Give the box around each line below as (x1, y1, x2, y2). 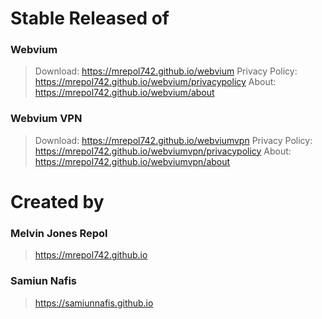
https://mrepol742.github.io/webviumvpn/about (34, 155, 231, 167)
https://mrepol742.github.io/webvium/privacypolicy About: (34, 76, 277, 88)
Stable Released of (10, 7, 170, 30)
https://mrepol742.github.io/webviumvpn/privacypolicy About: (34, 145, 292, 157)
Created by (10, 190, 105, 213)
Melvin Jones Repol (10, 226, 108, 240)
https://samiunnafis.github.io (34, 297, 154, 309)
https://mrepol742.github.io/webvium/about (34, 87, 215, 99)
